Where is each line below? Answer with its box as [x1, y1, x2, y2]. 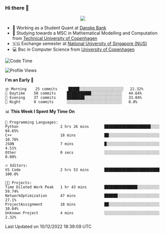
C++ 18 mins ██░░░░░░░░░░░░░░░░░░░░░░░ [5, 133, 160, 138]
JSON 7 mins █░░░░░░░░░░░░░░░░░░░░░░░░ [5, 142, 160, 147]
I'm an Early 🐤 [5, 77, 34, 83]
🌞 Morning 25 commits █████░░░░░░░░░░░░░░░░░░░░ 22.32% [5, 86, 144, 92]
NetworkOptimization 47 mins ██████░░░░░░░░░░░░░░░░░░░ [5, 194, 160, 198]
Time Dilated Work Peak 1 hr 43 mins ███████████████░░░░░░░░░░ [5, 185, 160, 190]
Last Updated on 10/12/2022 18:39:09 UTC [5, 224, 92, 230]
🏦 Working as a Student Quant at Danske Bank [12, 25, 107, 31]
